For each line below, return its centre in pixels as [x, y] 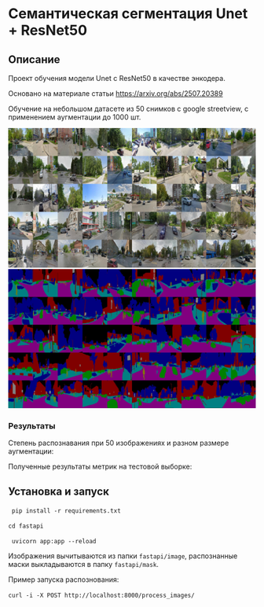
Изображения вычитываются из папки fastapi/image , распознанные [123, 556]
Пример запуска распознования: [64, 579]
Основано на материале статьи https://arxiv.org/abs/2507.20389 [115, 94]
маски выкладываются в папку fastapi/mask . [84, 565]
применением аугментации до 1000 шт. [75, 117]
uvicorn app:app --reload [54, 542]
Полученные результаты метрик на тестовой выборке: [100, 467]
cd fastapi [26, 526]
